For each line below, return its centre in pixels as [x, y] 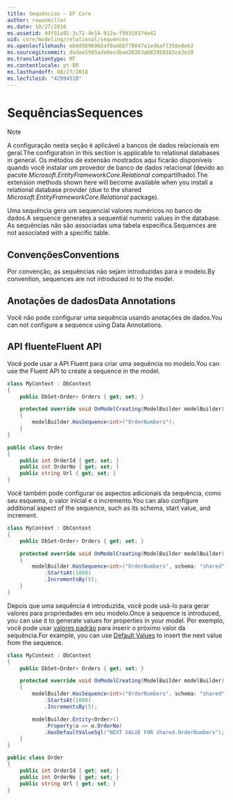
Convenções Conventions [63, 255]
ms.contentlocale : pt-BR [43, 65]
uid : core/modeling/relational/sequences [68, 40]
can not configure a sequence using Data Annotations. [85, 325]
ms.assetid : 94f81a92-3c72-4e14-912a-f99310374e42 [82, 33]
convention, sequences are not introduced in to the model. [91, 279]
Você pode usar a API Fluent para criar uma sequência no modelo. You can [113, 363]
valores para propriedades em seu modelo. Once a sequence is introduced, [114, 613]
